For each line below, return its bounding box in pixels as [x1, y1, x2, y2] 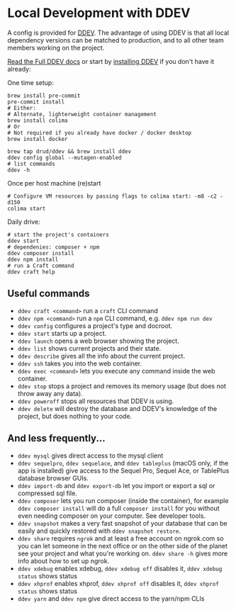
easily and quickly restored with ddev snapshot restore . [17, 526, 181, 535]
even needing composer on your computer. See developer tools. [17, 512, 206, 520]
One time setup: [7, 78, 55, 86]
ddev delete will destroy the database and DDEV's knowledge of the [17, 404, 218, 412]
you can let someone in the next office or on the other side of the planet [17, 541, 228, 550]
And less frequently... [7, 432, 106, 444]
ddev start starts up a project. [17, 329, 107, 337]
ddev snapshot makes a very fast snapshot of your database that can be [17, 519, 228, 527]
